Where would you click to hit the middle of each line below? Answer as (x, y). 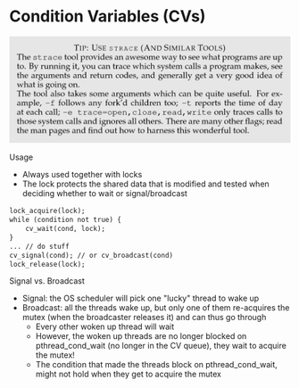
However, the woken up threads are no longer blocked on (141, 336)
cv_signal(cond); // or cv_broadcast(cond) (91, 256)
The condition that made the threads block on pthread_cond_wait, (157, 365)
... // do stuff (39, 247)
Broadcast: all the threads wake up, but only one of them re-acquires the (156, 308)
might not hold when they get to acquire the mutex (128, 374)
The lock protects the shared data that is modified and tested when (145, 184)
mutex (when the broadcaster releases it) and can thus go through (144, 318)
